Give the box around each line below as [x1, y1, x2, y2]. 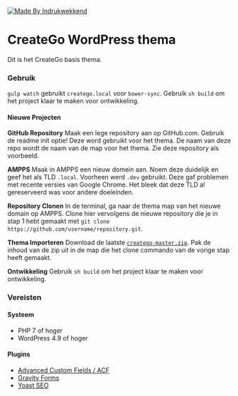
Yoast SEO [17, 381, 49, 390]
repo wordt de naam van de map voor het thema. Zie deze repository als [7, 144, 219, 152]
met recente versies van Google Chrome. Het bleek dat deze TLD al [7, 180, 205, 189]
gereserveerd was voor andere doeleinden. [7, 188, 134, 197]
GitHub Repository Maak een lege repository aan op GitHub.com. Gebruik [7, 129, 225, 137]
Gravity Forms [17, 373, 60, 382]
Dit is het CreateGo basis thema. [7, 55, 102, 63]
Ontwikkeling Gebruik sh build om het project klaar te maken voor [7, 267, 204, 276]
